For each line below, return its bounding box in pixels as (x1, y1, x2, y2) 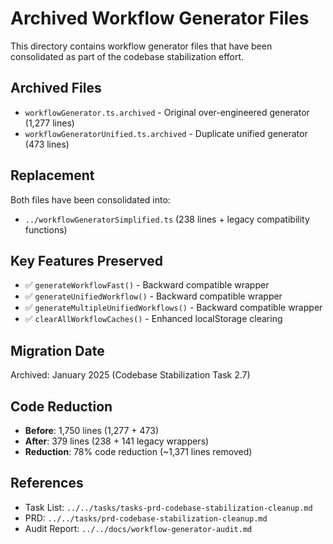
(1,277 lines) (24, 117, 75, 129)
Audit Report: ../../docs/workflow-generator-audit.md (24, 522, 253, 534)
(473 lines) (24, 138, 70, 150)
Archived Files (10, 80, 102, 97)
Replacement (10, 167, 95, 184)
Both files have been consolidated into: (10, 193, 171, 206)
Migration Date (10, 342, 105, 359)
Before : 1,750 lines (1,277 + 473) (24, 425, 159, 436)
